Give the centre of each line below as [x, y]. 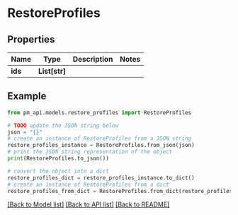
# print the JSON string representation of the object [90, 152]
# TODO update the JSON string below [63, 126]
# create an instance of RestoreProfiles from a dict [89, 184]
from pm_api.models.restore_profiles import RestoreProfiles [100, 112]
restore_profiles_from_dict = [52, 191]
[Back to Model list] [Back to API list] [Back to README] [89, 204]
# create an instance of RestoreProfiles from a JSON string [100, 139]
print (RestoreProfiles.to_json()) [58, 159]
